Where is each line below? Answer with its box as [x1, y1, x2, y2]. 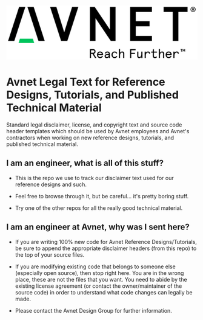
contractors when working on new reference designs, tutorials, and [6, 134, 175, 141]
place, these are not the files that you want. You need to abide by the [15, 276, 187, 283]
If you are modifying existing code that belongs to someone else [15, 263, 176, 270]
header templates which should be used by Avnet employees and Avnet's [6, 127, 190, 134]
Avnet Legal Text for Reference [6, 75, 165, 89]
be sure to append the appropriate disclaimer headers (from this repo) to [15, 245, 197, 252]
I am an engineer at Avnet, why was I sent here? [6, 222, 190, 232]
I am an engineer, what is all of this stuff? [6, 158, 164, 169]
